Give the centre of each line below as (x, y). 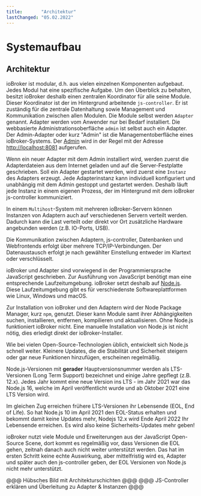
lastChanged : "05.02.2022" (40, 17)
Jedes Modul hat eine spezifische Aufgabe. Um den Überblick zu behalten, (99, 90)
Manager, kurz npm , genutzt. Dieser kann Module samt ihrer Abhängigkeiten (99, 314)
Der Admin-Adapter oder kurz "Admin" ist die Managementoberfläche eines (100, 134)
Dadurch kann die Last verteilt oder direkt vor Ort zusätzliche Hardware (94, 221)
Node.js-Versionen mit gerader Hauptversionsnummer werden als (88, 369)
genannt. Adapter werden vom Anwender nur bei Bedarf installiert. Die (93, 122)
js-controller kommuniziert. (40, 197)
